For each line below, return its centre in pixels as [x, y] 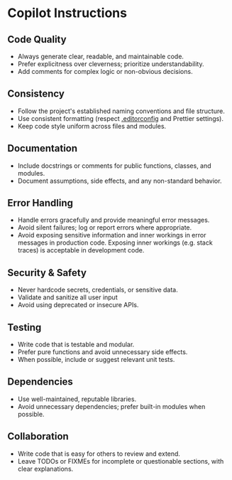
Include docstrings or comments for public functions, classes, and [114, 166]
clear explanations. [45, 469]
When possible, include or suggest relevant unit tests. [96, 360]
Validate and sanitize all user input [68, 297]
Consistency [36, 94]
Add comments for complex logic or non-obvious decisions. [105, 71]
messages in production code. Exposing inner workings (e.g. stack [115, 242]
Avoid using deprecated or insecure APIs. [78, 305]
